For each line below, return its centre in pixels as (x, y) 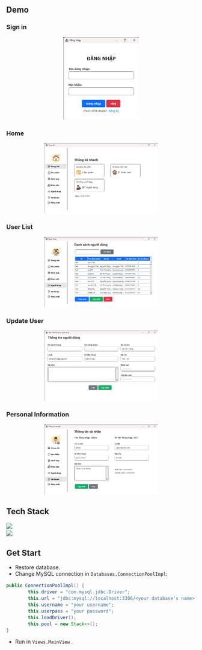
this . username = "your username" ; (71, 605)
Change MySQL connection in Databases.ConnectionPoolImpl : (91, 574)
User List (20, 227)
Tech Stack (28, 511)
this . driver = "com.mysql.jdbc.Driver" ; (79, 592)
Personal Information (38, 415)
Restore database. (38, 567)
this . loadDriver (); (52, 617)
